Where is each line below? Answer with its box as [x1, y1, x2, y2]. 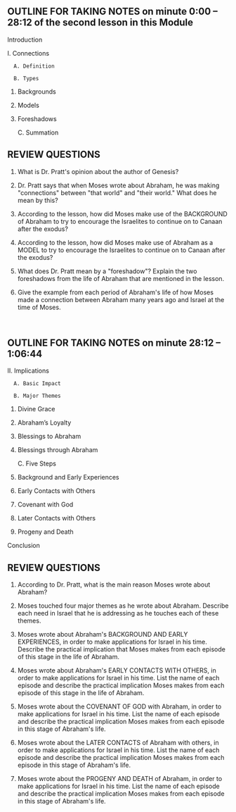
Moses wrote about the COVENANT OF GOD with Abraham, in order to [17, 702, 222, 711]
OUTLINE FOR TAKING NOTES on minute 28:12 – [7, 337, 221, 349]
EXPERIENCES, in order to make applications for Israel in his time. [17, 637, 207, 647]
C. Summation [17, 128, 59, 137]
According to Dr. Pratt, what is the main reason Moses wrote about [17, 580, 211, 589]
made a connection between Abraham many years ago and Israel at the [17, 295, 225, 304]
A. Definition [13, 63, 55, 70]
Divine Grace [17, 405, 55, 413]
